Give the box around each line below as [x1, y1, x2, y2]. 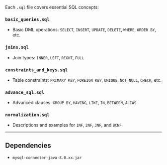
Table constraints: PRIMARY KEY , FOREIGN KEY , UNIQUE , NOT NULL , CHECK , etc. [12, 77, 162, 83]
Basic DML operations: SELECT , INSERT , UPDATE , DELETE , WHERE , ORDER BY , [12, 27, 157, 33]
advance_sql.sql [5, 89, 45, 95]
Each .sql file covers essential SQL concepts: [5, 4, 99, 10]
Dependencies [5, 141, 51, 150]
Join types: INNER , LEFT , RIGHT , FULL [12, 54, 84, 60]
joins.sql [5, 44, 29, 50]
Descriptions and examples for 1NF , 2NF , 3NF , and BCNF [12, 122, 122, 128]
